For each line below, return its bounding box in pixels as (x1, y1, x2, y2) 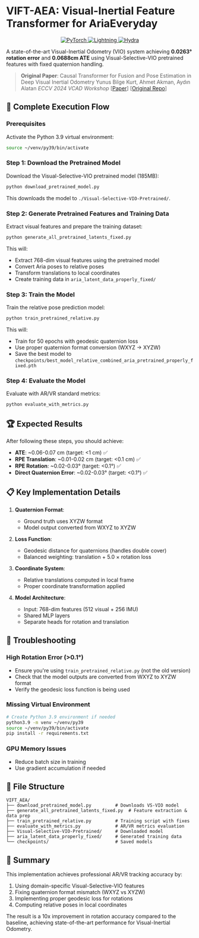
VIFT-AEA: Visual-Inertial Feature (6, 4, 175, 18)
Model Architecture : (14, 594, 66, 601)
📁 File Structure (6, 781, 65, 791)
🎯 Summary (6, 855, 50, 865)
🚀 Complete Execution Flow (6, 102, 110, 112)
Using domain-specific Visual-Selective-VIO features (14, 882, 145, 889)
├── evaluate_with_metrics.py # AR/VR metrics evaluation (6, 823, 185, 829)
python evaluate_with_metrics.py (6, 402, 89, 408)
